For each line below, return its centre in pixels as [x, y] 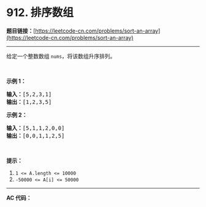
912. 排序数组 [40, 13]
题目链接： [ [21, 31]
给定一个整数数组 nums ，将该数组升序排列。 [61, 56]
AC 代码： [19, 198]
